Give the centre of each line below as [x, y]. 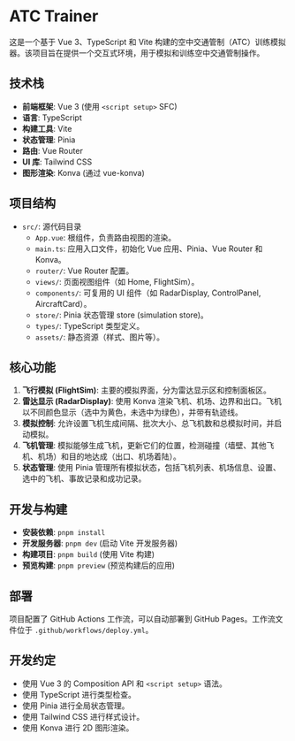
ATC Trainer [54, 16]
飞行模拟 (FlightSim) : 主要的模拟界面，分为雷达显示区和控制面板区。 [146, 390]
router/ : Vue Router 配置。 [84, 271]
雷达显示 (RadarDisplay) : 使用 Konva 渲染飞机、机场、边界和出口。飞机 [152, 401]
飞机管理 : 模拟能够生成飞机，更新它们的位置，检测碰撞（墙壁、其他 [144, 446]
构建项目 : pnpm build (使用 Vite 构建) [88, 554]
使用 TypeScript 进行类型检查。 [79, 694]
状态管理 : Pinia [49, 140]
